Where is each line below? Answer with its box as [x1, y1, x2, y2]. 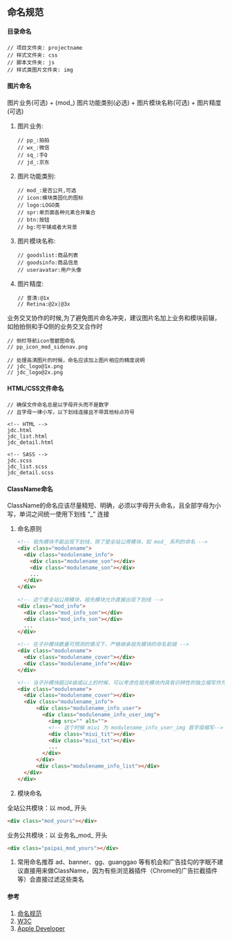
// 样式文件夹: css [7, 51, 58, 59]
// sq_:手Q [17, 151, 48, 158]
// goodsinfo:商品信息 [17, 259, 79, 266]
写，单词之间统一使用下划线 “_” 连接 [7, 510, 110, 519]
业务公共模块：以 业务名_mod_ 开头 [7, 830, 108, 839]
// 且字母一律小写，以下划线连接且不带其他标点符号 [7, 409, 135, 416]
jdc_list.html [7, 433, 48, 440]
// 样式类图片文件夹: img [7, 66, 74, 73]
